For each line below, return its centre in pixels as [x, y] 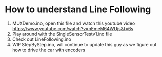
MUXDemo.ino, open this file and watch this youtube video [73, 23]
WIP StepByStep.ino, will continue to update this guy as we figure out [84, 44]
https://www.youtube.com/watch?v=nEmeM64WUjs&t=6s [73, 28]
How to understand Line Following [78, 9]
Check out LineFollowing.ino [42, 39]
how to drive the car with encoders [49, 50]
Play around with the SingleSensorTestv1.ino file [62, 34]
